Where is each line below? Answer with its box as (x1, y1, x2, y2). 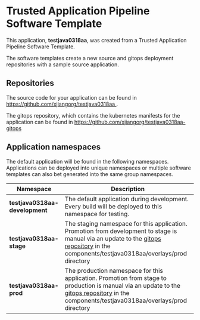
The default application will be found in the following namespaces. (6, 158, 169, 165)
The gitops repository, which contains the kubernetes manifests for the (6, 112, 180, 119)
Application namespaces (6, 142, 101, 152)
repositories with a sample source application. (6, 61, 119, 68)
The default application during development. (64, 195, 189, 203)
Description (111, 184, 145, 193)
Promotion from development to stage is (64, 227, 177, 235)
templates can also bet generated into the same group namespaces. (6, 170, 174, 177)
